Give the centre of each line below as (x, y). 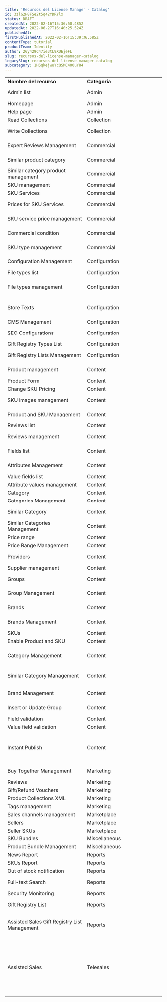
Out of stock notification (36, 871)
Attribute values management (42, 485)
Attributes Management (35, 465)
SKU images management (38, 400)
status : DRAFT (20, 19)
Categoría (99, 82)
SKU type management (35, 248)
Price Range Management (38, 546)
